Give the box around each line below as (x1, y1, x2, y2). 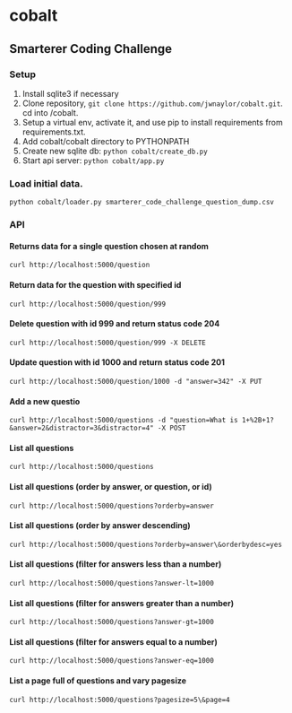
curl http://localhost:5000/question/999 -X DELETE (9, 338, 206, 347)
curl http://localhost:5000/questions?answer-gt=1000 (9, 618, 215, 627)
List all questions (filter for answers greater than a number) (9, 597, 235, 608)
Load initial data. (9, 177, 83, 189)
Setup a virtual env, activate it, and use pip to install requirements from (21, 117, 284, 127)
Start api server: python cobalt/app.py (21, 154, 165, 166)
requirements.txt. (21, 126, 87, 137)
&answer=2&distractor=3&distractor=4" (9, 423, 154, 433)
